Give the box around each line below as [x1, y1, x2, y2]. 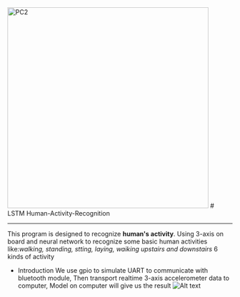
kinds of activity [7, 253, 55, 261]
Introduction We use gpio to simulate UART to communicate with [17, 266, 209, 274]
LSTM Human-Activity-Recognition [7, 209, 111, 217]
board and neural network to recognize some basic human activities [7, 237, 208, 246]
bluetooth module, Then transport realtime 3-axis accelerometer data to [17, 274, 230, 282]
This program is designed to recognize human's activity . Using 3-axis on [7, 230, 224, 238]
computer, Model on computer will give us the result [17, 281, 171, 290]
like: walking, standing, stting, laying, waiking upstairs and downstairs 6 [7, 245, 218, 253]
